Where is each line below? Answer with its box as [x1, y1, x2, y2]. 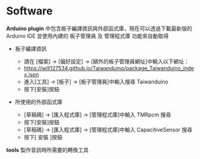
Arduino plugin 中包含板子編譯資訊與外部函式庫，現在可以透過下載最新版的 [6, 25, 193, 32]
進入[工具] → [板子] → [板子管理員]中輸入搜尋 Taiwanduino [23, 78, 169, 85]
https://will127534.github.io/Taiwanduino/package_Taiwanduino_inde [23, 64, 195, 71]
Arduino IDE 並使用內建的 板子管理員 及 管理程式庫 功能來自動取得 [6, 32, 169, 40]
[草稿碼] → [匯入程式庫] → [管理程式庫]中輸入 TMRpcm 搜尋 [23, 111, 172, 118]
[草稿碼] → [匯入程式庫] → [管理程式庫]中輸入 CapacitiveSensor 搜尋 [23, 126, 193, 133]
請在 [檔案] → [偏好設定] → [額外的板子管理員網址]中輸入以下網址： [23, 58, 190, 65]
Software [6, 4, 53, 18]
